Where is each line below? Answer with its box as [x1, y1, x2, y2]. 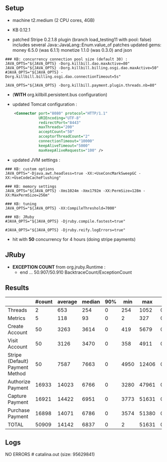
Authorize [7, 378, 31, 385]
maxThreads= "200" [38, 124, 75, 130]
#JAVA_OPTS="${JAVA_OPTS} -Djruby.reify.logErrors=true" [5, 228, 126, 232]
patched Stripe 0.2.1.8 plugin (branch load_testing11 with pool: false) [12, 36, 152, 42]
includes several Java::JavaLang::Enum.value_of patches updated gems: [12, 42, 162, 48]
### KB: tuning [5, 201, 37, 206]
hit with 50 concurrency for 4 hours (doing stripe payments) [12, 236, 136, 242]
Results [5, 283, 29, 292]
